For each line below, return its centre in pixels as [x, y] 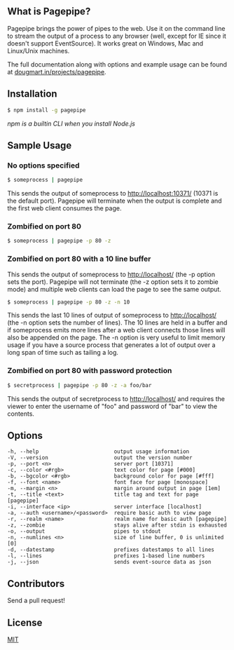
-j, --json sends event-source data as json [109, 562]
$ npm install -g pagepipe [47, 110]
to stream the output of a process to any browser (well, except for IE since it [117, 36]
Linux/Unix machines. [39, 50]
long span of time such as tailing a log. [63, 353]
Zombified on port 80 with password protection [90, 371]
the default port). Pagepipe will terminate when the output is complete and [115, 201]
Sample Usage [40, 145]
